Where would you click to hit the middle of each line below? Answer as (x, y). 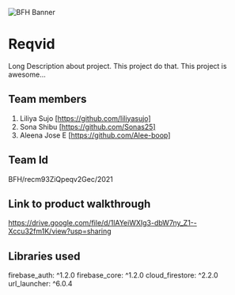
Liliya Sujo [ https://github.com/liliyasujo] (85, 118)
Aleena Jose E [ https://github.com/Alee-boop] (95, 135)
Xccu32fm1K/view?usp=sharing (60, 231)
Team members (47, 99)
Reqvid (32, 44)
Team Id (28, 160)
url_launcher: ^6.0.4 (40, 284)
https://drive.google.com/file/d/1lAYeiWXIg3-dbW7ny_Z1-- (103, 223)
